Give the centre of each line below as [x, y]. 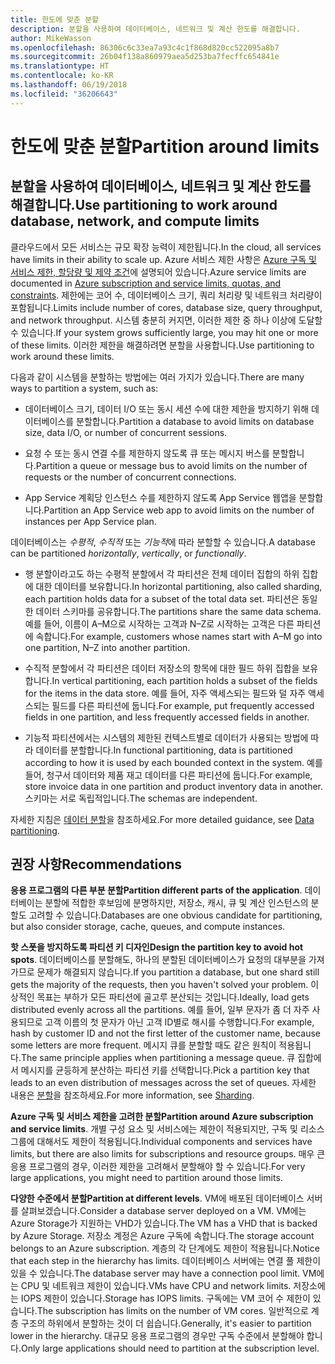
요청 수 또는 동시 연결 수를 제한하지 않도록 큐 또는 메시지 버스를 [147, 453]
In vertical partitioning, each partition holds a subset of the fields [184, 680]
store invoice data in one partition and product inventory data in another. [174, 786]
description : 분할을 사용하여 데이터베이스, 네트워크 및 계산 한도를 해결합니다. [155, 29]
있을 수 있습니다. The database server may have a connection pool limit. [155, 1273]
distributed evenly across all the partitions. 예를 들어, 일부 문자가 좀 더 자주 [160, 1010]
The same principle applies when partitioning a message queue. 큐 [158, 1058]
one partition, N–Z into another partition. [107, 647]
